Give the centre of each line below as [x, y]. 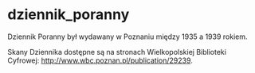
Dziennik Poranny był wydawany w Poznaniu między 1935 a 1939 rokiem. [127, 36]
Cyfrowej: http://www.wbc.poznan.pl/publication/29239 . [100, 60]
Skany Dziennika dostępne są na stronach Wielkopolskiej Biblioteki [117, 52]
